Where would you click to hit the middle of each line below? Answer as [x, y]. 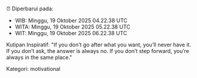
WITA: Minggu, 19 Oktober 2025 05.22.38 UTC [73, 27]
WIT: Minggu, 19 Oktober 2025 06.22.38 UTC [71, 33]
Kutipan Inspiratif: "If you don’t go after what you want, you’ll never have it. [98, 45]
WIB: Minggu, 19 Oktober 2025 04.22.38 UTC [71, 21]
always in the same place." [39, 57]
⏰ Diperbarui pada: [30, 9]
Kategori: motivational [33, 69]
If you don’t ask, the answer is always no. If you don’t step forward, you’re [98, 51]
